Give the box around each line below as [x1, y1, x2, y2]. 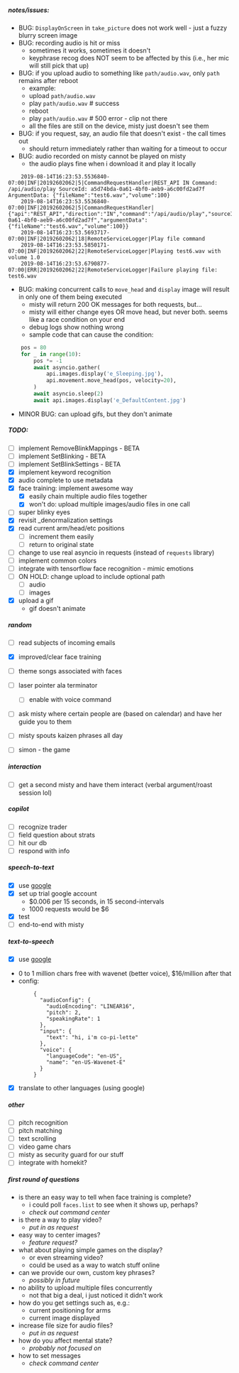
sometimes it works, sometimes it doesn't [28, 46, 151, 55]
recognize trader [18, 823, 67, 831]
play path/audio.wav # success [28, 99, 120, 107]
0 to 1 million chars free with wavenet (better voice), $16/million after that [18, 970, 232, 978]
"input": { [39, 1028, 72, 1035]
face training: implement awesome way [18, 484, 133, 493]
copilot [8, 805, 29, 813]
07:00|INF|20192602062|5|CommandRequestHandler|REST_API [8, 179, 180, 186]
